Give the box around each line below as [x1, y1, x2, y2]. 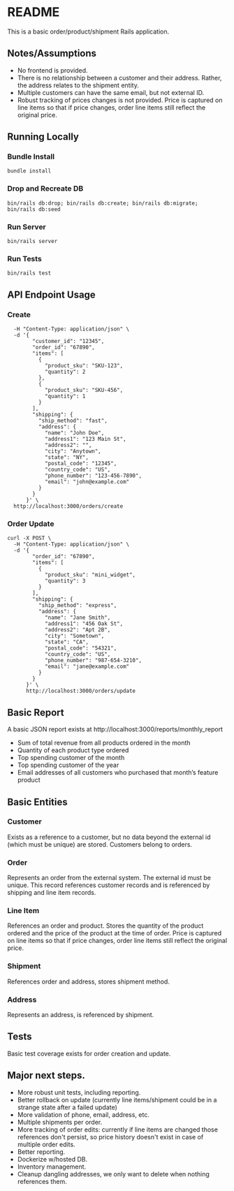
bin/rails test [7, 270, 52, 277]
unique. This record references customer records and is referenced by [7, 881, 210, 889]
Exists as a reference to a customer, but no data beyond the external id [7, 833, 211, 841]
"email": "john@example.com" [44, 478, 130, 485]
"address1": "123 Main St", [44, 436, 127, 443]
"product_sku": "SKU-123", [44, 363, 124, 370]
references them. [17, 1177, 68, 1185]
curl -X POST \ [7, 535, 52, 542]
